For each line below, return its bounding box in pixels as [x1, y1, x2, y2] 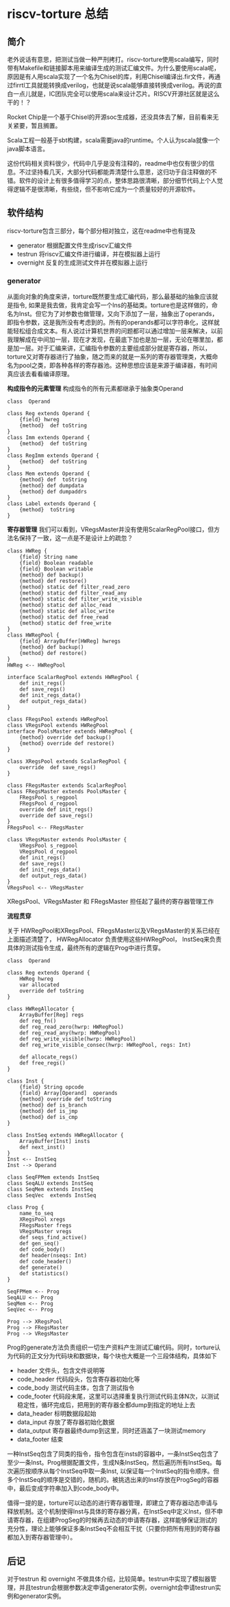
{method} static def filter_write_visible [19, 596, 142, 603]
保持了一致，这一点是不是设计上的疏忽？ [18, 534, 133, 542]
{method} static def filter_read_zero [19, 584, 130, 591]
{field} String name [19, 554, 78, 561]
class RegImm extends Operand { [7, 452, 99, 459]
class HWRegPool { [7, 632, 60, 639]
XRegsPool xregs [19, 1216, 66, 1223]
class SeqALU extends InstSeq [7, 1180, 94, 1187]
